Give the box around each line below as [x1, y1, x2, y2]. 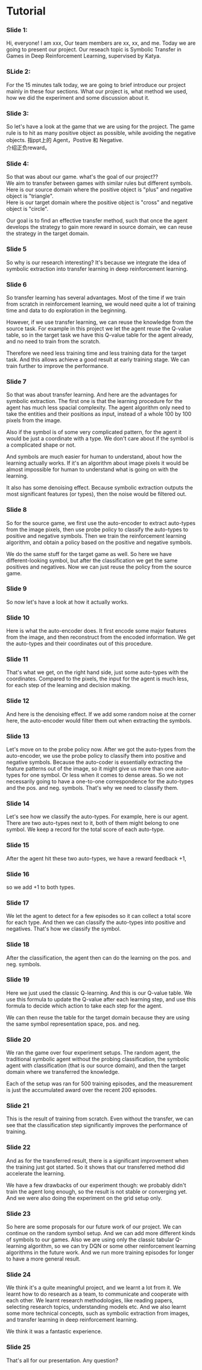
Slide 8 [6, 506, 27, 514]
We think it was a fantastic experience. [6, 1328, 103, 1335]
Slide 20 [6, 1035, 31, 1044]
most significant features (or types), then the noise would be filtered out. [6, 491, 187, 498]
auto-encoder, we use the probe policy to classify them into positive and [6, 752, 186, 760]
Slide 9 [6, 584, 27, 593]
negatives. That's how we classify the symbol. [6, 925, 121, 932]
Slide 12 [6, 697, 30, 705]
